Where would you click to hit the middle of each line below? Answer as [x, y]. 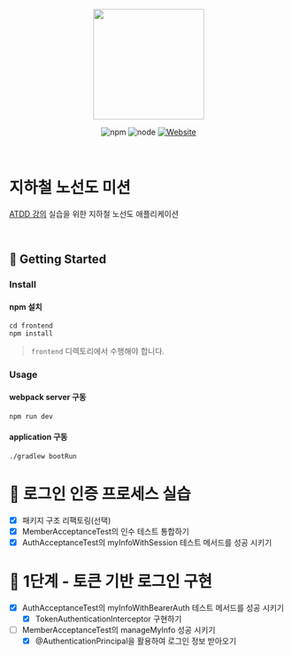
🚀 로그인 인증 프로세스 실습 [100, 493]
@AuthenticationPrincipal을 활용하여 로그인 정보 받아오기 [136, 641]
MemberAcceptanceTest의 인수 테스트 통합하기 [106, 531]
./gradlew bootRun [43, 456]
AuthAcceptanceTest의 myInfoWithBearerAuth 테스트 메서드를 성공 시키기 [153, 607]
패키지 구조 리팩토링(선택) [66, 520]
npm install [31, 334]
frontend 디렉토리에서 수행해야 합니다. [98, 351]
